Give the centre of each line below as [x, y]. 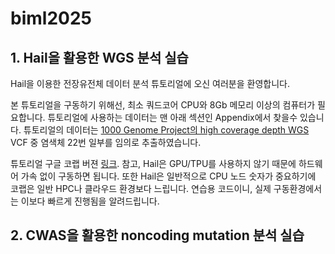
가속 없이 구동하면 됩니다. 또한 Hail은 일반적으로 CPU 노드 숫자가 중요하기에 [168, 176]
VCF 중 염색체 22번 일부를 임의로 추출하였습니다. [106, 142]
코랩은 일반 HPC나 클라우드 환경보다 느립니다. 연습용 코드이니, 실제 [141, 188]
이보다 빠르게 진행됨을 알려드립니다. [90, 201]
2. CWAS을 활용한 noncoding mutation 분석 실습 [157, 235]
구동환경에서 [298, 188]
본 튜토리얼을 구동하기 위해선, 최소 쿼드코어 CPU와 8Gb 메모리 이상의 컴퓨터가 [163, 105]
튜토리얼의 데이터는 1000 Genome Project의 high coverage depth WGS [166, 130]
